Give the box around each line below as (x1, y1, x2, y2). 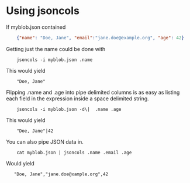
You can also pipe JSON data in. (6, 138, 84, 145)
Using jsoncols (6, 4, 80, 18)
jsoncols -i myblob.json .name (16, 57, 93, 63)
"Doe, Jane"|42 (16, 128, 54, 134)
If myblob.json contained (6, 23, 66, 30)
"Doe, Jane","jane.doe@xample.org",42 (13, 171, 109, 177)
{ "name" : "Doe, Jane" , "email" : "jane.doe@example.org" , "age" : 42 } (16, 35, 184, 40)
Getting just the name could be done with (6, 45, 106, 52)
